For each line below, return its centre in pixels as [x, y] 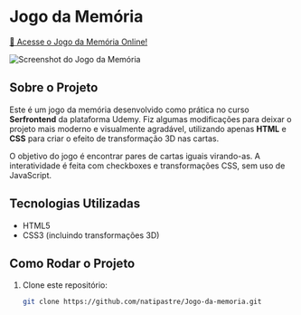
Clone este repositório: [65, 285]
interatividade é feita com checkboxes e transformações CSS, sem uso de [147, 166]
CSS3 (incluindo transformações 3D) [91, 235]
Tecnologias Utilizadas [75, 204]
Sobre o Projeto [54, 88]
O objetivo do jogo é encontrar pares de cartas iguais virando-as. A [135, 156]
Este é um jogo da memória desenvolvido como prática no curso [130, 110]
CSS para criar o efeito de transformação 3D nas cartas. [114, 138]
